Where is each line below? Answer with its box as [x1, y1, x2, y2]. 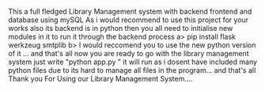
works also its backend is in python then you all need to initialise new [8, 24, 233, 32]
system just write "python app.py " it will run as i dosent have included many [8, 57, 258, 66]
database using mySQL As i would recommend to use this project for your [8, 15, 249, 25]
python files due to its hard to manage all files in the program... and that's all [8, 66, 256, 74]
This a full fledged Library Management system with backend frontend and [8, 7, 252, 16]
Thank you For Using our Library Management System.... [8, 74, 193, 83]
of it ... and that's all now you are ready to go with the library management [8, 49, 249, 58]
